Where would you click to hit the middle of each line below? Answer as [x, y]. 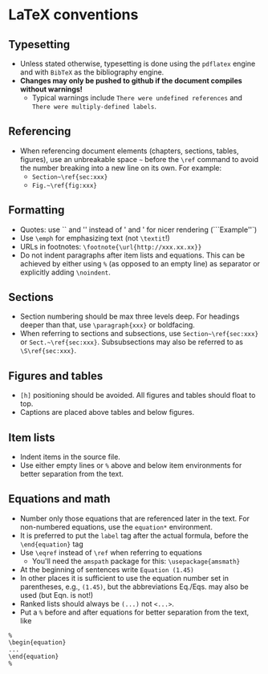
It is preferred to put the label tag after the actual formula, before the [134, 535]
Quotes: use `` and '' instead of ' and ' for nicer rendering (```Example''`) [138, 229]
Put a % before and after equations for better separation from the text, [134, 612]
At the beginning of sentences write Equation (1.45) [107, 569]
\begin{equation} [37, 642]
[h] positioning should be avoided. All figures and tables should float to [138, 396]
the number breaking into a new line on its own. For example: [121, 168]
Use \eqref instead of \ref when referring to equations [111, 552]
